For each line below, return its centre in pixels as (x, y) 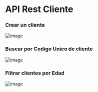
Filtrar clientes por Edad (35, 73)
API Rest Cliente (39, 9)
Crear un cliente (25, 25)
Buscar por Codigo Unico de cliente (49, 49)
